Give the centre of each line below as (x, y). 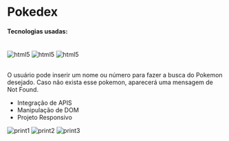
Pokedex (33, 12)
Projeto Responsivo (44, 118)
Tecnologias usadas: (37, 31)
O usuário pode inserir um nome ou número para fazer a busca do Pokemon (115, 75)
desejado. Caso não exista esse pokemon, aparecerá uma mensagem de (110, 82)
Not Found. (23, 90)
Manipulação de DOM (48, 110)
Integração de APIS (44, 103)
